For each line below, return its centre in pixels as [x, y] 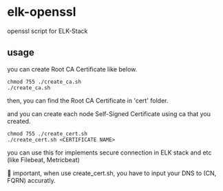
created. [19, 121]
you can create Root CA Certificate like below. [72, 69]
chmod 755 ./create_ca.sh [44, 82]
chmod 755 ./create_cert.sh [47, 134]
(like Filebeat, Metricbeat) [44, 159]
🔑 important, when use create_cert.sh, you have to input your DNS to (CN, [112, 173]
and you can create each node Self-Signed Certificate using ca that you [109, 113]
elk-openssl [42, 12]
